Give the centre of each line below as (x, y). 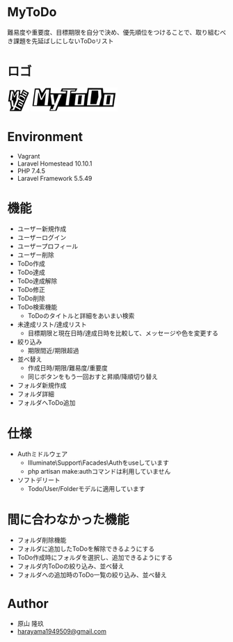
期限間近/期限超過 (53, 351)
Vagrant (29, 156)
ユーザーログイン (42, 238)
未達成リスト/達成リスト (52, 325)
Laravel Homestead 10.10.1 (55, 163)
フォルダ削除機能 (42, 540)
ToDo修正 (31, 290)
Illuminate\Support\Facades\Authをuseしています (98, 463)
